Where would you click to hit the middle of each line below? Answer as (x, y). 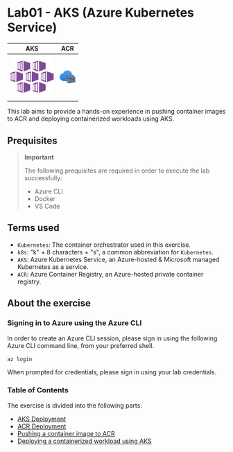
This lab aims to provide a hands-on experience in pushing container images (117, 112)
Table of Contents (38, 390)
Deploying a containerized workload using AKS (84, 441)
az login (20, 359)
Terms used (34, 228)
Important (39, 157)
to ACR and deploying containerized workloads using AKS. (91, 119)
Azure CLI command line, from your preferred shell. (81, 345)
